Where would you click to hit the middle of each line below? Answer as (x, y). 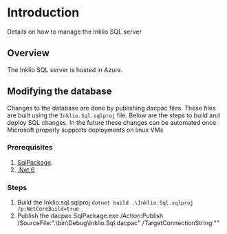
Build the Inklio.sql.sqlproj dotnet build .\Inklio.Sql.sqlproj (105, 202)
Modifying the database (60, 92)
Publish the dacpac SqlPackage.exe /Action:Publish (90, 216)
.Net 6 (26, 169)
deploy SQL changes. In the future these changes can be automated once (112, 122)
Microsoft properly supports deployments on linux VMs (85, 130)
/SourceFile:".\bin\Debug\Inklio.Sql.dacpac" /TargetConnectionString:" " (118, 223)
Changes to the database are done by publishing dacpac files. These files (111, 108)
